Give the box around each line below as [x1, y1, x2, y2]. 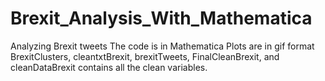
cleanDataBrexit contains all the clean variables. [10, 61, 208, 73]
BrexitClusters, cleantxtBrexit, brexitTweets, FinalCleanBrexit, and [10, 50, 280, 62]
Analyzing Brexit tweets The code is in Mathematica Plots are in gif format [10, 40, 315, 52]
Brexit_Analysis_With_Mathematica [10, 7, 313, 30]
